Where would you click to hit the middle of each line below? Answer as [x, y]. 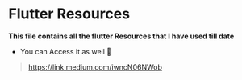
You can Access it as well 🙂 [65, 51]
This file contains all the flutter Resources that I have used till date [121, 36]
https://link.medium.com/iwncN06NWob [95, 67]
